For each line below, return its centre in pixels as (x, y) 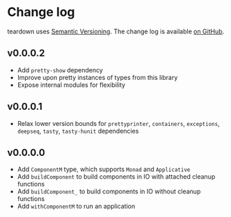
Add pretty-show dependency (60, 70)
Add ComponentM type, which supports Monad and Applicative (104, 169)
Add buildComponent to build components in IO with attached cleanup (116, 177)
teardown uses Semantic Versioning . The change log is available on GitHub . (116, 31)
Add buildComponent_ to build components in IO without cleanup (109, 191)
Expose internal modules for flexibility (71, 85)
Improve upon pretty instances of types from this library (97, 77)
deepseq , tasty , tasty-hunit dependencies (78, 131)
